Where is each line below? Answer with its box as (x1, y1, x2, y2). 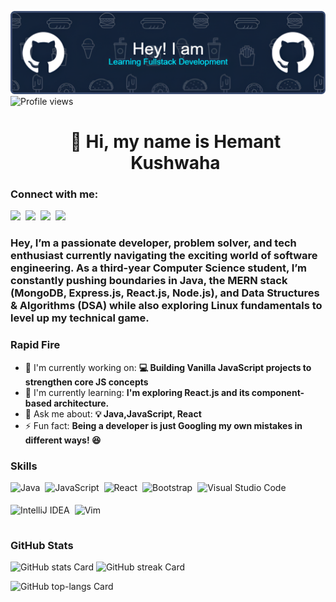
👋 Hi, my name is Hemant (69, 131, 282, 153)
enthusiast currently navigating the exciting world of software (10, 249, 318, 263)
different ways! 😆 (24, 434, 102, 446)
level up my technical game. (10, 311, 150, 325)
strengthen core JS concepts (24, 376, 149, 388)
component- (251, 386, 305, 398)
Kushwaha (130, 152, 221, 175)
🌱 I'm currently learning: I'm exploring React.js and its (24, 386, 250, 398)
